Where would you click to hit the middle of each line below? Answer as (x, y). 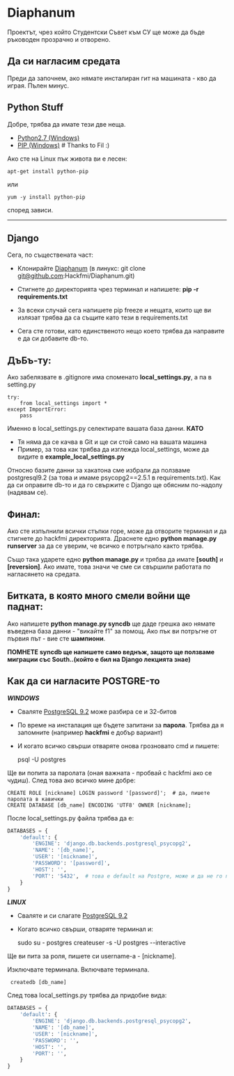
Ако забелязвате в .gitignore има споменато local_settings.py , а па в (110, 377)
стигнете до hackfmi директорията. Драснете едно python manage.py (112, 538)
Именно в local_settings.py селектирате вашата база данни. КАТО (106, 429)
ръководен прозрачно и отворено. (59, 39)
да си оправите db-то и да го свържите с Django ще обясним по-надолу (115, 485)
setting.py (22, 385)
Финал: (24, 514)
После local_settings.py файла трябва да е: (71, 818)
